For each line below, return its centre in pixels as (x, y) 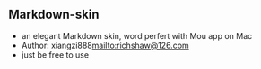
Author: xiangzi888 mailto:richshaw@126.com (105, 45)
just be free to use (55, 54)
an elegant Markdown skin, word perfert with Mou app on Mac (137, 35)
